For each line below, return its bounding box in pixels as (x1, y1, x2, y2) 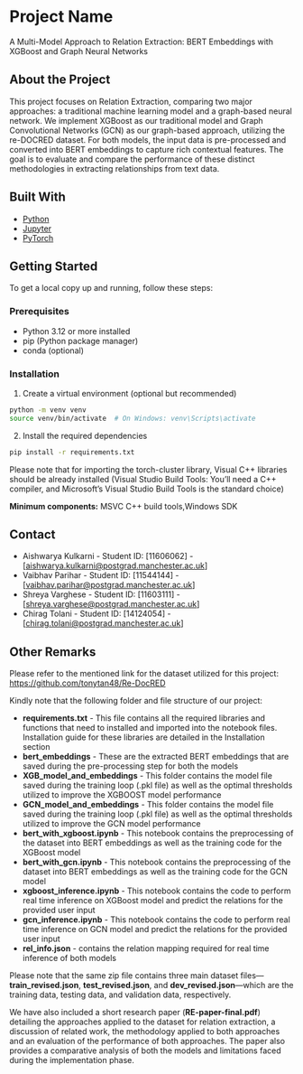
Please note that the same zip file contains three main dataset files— (9, 970, 264, 981)
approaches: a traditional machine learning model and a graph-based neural (9, 106, 293, 117)
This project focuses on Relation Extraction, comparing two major (9, 96, 252, 107)
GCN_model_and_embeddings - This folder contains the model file (22, 799, 274, 810)
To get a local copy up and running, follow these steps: (9, 283, 214, 294)
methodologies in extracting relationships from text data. (9, 163, 220, 173)
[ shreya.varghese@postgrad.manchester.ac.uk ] (22, 599, 200, 610)
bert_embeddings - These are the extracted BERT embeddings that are (22, 752, 289, 762)
